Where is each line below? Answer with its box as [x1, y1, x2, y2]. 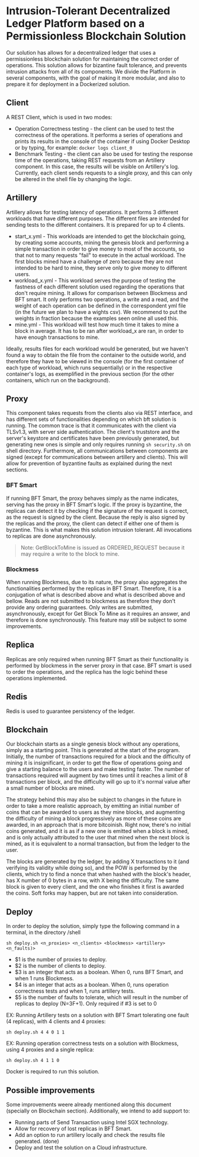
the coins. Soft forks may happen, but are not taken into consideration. [6, 889, 179, 897]
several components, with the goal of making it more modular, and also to [6, 74, 185, 81]
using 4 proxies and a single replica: [6, 1046, 95, 1053]
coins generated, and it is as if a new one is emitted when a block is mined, [6, 828, 190, 835]
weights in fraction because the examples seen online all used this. [14, 315, 179, 322]
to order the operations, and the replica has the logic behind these [6, 668, 168, 675]
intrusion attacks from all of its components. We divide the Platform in [6, 68, 176, 75]
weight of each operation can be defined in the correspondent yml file [14, 302, 187, 309]
